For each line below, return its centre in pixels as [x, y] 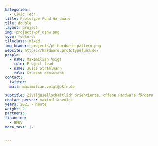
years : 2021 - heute [26, 104]
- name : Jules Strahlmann [36, 69]
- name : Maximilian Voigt [36, 59]
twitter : [18, 82]
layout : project [21, 28]
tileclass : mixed [23, 41]
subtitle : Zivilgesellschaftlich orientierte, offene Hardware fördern [79, 95]
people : [13, 55]
